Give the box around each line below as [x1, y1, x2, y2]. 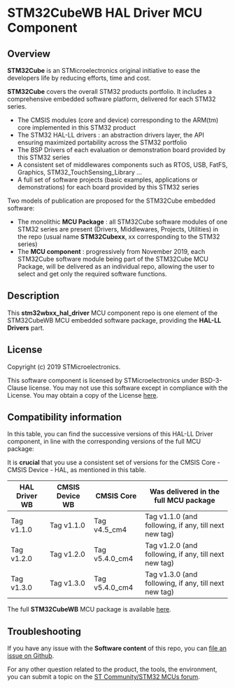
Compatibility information [7, 412, 122, 424]
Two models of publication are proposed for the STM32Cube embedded [7, 196, 215, 205]
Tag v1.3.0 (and [145, 569, 198, 579]
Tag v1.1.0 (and [145, 512, 198, 522]
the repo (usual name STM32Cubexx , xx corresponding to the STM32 [17, 233, 220, 241]
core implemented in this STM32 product [17, 123, 136, 131]
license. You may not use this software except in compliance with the [29, 384, 228, 392]
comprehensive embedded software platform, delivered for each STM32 [7, 95, 216, 103]
